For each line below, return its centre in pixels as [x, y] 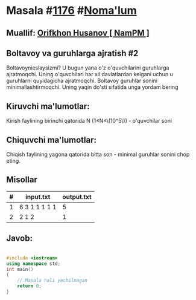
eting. [14, 161]
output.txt [77, 197]
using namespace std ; [33, 264]
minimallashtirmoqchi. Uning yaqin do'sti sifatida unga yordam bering [92, 87]
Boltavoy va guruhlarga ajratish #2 [72, 53]
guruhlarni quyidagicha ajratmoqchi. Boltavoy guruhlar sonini [82, 81]
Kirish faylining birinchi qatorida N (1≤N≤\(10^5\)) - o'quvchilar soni [89, 121]
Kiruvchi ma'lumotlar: [48, 106]
